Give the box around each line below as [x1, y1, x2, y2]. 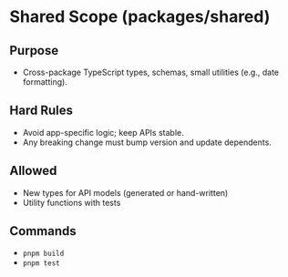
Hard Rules [9, 103, 73, 118]
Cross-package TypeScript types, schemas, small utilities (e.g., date [22, 67, 280, 77]
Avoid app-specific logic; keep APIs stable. [22, 127, 184, 138]
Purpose [9, 43, 59, 58]
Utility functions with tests [22, 197, 121, 208]
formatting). [22, 77, 68, 87]
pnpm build [22, 249, 65, 259]
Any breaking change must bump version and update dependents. [22, 137, 272, 148]
